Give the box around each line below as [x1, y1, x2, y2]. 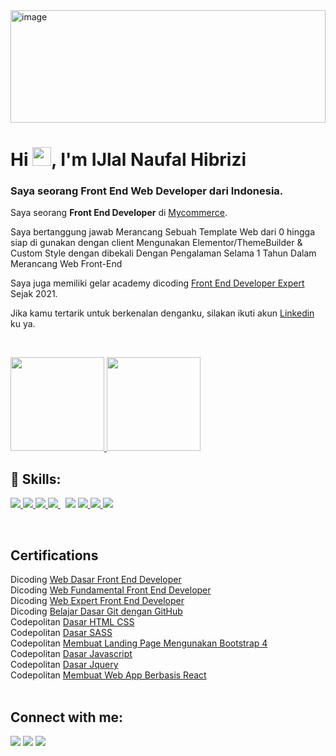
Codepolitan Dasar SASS [10, 627, 113, 639]
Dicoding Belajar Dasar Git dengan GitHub [10, 605, 183, 618]
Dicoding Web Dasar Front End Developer [10, 574, 182, 586]
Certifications [10, 547, 99, 564]
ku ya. [10, 318, 36, 330]
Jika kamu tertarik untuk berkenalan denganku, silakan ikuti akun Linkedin [10, 307, 315, 319]
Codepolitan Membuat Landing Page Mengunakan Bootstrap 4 [10, 637, 268, 649]
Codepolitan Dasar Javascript [10, 648, 133, 660]
